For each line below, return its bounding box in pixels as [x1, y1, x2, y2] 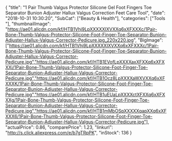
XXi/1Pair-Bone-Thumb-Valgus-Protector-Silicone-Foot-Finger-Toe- [5, 64, 148, 70]
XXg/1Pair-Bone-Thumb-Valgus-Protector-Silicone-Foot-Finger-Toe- [5, 97, 150, 103]
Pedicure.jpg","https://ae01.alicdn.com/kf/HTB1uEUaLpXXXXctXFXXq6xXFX [5, 92, 165, 97]
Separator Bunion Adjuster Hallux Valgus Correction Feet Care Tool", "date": [5, 10, 165, 16]
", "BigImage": [133, 37, 163, 43]
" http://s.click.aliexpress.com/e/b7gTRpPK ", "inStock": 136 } [5, 130, 132, 135]
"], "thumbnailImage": [5, 21, 51, 27]
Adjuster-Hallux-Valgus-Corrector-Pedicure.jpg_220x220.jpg [5, 37, 134, 43]
